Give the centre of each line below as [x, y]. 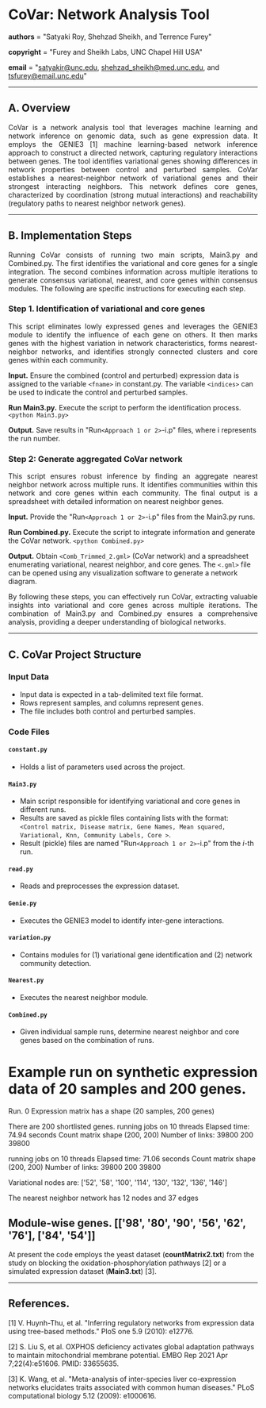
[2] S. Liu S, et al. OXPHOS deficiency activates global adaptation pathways [131, 1346]
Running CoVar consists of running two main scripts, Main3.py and [133, 255]
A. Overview [40, 108]
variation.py [30, 938]
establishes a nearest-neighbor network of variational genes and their [133, 178]
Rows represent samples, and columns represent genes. [112, 702]
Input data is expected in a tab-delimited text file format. [111, 694]
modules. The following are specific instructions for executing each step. [127, 288]
